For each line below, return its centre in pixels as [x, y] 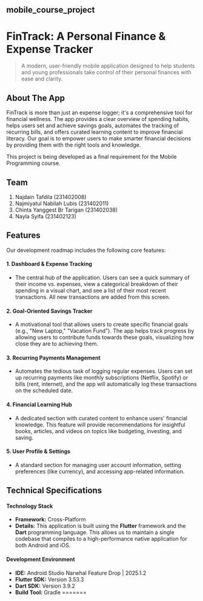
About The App [36, 98]
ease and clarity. [42, 79]
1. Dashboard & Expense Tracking [49, 264]
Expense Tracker [50, 49]
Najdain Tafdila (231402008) [51, 196]
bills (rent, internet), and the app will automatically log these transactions [106, 384]
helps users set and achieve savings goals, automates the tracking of [93, 126]
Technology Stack [30, 506]
